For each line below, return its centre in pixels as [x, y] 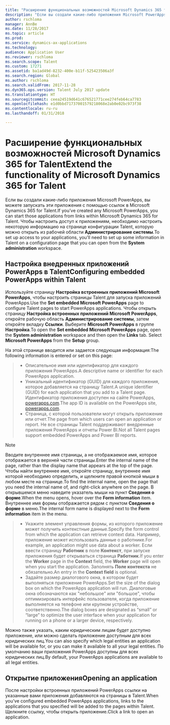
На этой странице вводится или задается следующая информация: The [82, 350]
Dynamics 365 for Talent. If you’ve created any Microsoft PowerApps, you [82, 210]
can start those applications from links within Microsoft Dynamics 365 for [82, 216]
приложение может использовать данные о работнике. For [89, 539]
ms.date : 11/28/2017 [27, 29]
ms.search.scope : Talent [31, 62]
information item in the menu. [36, 514]
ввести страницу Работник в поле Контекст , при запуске [88, 550]
